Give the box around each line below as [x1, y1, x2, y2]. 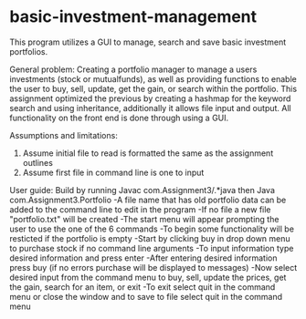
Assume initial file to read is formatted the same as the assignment [22, 148, 274, 159]
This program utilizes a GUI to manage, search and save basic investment [9, 36, 287, 47]
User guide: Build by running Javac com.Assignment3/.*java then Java [9, 184, 276, 195]
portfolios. [9, 46, 48, 57]
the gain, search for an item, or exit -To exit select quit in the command [9, 281, 276, 293]
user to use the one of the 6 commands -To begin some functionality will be [9, 223, 295, 234]
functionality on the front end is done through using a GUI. [9, 112, 229, 123]
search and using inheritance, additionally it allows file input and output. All [9, 102, 291, 113]
